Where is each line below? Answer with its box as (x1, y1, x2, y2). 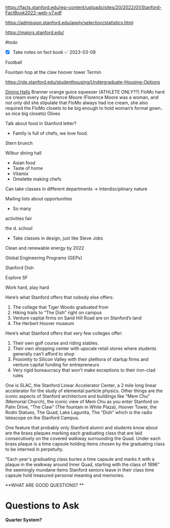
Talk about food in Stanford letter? (5, 121, 77, 127)
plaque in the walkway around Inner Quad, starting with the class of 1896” (5, 461, 160, 467)
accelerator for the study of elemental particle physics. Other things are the (5, 388, 163, 394)
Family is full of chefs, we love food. (12, 130, 88, 136)
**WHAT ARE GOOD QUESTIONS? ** (5, 482, 84, 488)
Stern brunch (5, 140, 33, 146)
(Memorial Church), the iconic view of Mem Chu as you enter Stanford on (5, 399, 159, 405)
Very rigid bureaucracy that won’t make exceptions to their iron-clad (12, 367, 156, 373)
